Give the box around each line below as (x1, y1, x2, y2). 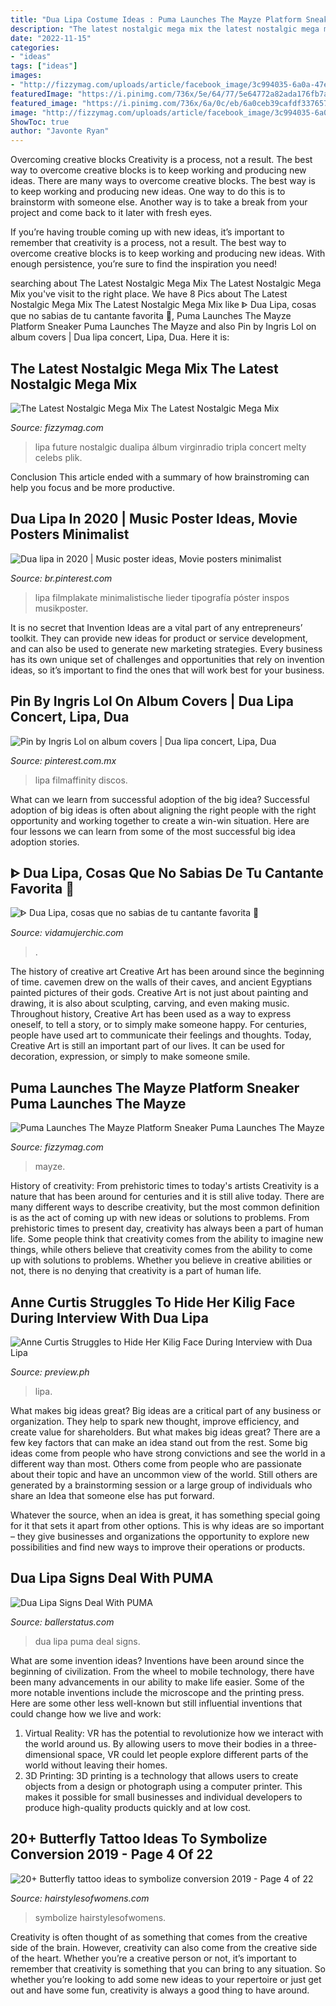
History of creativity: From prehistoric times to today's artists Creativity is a (10, 1180, 320, 1192)
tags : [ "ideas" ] (10, 61, 78, 71)
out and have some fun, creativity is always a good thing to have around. (10, 1984, 310, 1996)
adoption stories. (10, 836, 80, 848)
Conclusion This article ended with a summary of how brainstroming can (10, 471, 310, 483)
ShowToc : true (10, 117, 70, 127)
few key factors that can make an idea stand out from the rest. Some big (10, 1437, 308, 1448)
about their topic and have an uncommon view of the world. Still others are (10, 1469, 318, 1480)
